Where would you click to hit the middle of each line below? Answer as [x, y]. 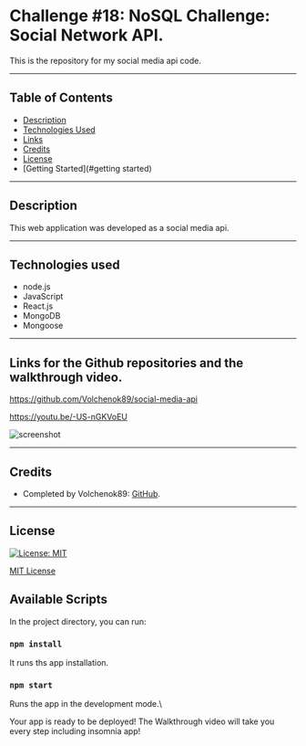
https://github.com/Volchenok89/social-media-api [104, 399]
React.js [38, 306]
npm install [36, 644]
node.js [37, 287]
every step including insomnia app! [75, 731]
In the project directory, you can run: [78, 621]
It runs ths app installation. [59, 662]
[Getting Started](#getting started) [87, 168]
